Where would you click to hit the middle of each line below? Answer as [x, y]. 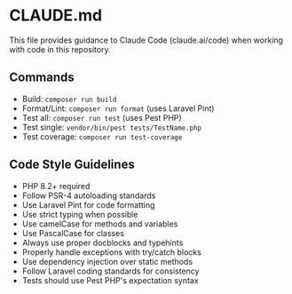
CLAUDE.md [56, 16]
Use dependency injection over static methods [107, 261]
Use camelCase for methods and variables [100, 224]
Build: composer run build [69, 99]
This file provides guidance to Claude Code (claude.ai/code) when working [146, 40]
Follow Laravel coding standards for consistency [110, 271]
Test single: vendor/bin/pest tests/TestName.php [112, 127]
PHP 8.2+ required [56, 186]
